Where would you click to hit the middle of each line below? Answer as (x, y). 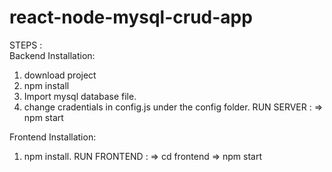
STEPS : (26, 45)
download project (60, 75)
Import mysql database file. (80, 96)
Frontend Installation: (53, 137)
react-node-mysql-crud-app (131, 17)
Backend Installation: (52, 55)
